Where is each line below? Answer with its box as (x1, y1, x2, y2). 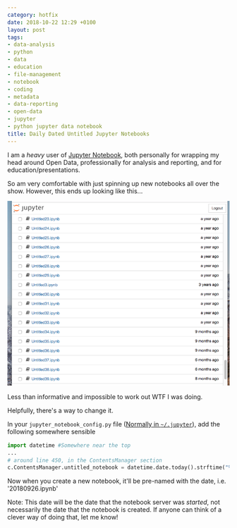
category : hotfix (7, 11, 59, 18)
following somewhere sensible (7, 427, 96, 436)
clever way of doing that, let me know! (7, 513, 119, 522)
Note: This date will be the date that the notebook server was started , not (7, 498, 221, 507)
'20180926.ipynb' (7, 484, 59, 493)
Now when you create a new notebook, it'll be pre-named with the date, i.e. (7, 477, 226, 486)
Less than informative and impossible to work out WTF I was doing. (7, 392, 203, 401)
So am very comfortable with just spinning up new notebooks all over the (7, 179, 220, 188)
